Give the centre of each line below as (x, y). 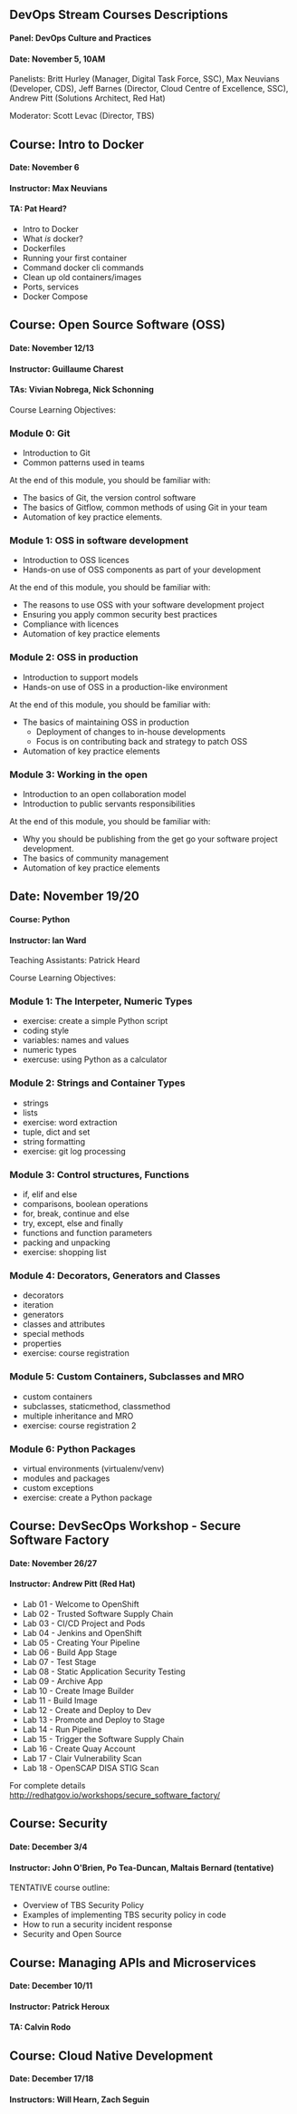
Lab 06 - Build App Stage (70, 1652)
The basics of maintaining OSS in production (106, 722)
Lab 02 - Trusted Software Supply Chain (98, 1614)
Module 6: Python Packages (72, 1448)
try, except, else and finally (73, 1223)
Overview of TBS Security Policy (83, 1905)
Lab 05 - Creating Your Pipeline (81, 1643)
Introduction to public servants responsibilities (109, 804)
